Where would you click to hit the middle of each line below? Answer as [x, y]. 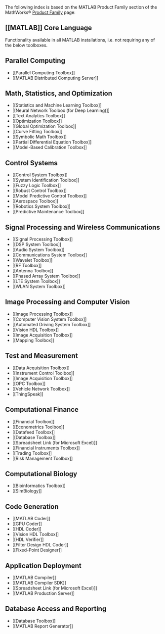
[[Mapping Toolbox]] [33, 340]
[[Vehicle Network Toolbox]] [41, 389]
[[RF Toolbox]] [27, 266]
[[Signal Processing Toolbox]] [42, 239]
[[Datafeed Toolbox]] [34, 432]
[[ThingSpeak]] [28, 394]
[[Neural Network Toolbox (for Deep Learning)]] [61, 110]
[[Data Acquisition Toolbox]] [41, 368]
